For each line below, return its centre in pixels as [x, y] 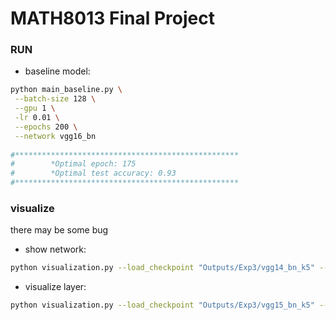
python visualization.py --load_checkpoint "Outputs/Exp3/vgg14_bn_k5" [162, 268]
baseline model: [57, 71]
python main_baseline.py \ [66, 90]
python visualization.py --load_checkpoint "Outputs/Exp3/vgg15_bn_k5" [162, 305]
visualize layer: [55, 287]
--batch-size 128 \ [55, 99]
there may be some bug [59, 230]
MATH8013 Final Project [112, 18]
